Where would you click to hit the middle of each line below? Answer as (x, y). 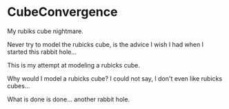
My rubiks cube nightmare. (46, 31)
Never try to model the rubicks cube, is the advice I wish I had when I (106, 44)
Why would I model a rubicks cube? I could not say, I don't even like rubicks (115, 78)
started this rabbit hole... (42, 52)
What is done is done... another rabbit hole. (68, 99)
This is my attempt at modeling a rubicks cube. (73, 65)
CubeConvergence (62, 12)
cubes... (19, 86)
